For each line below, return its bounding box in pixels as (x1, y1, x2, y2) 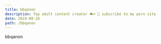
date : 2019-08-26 (5, 16, 40, 21)
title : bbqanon (5, 7, 36, 12)
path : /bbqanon (5, 20, 36, 26)
